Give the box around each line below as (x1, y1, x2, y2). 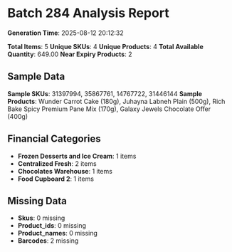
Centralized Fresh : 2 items (17, 159, 97, 168)
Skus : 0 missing (17, 214, 65, 222)
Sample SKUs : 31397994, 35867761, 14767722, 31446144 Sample (7, 89, 203, 98)
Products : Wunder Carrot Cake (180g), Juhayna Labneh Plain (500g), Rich (7, 97, 226, 105)
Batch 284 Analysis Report (7, 5, 169, 21)
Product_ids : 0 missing (17, 221, 87, 230)
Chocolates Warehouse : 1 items (17, 167, 112, 175)
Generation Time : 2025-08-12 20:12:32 (7, 28, 124, 37)
